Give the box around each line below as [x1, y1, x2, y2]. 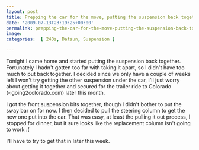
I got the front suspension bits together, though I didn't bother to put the [6, 101, 182, 107]
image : [6, 31, 23, 37]
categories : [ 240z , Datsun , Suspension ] [6, 36, 115, 42]
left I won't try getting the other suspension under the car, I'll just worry [6, 76, 180, 84]
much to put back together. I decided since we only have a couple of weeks [6, 71, 191, 77]
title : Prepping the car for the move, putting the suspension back [6, 14, 179, 20]
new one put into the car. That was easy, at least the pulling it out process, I [6, 113, 191, 120]
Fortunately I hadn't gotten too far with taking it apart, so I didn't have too [6, 64, 185, 71]
